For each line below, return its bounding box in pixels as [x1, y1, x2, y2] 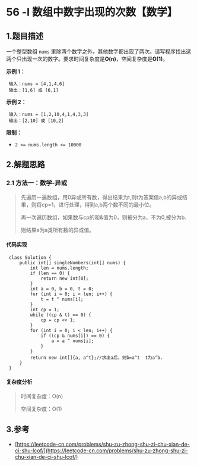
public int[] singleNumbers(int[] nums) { [19, 259, 126, 265]
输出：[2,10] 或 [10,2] [8, 118, 64, 124]
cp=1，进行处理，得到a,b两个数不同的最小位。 [41, 201, 155, 208]
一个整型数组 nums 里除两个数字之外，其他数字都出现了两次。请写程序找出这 [6, 48, 192, 55]
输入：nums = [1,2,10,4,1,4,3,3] [8, 111, 89, 117]
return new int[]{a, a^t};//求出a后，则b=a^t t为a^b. [30, 355, 163, 361]
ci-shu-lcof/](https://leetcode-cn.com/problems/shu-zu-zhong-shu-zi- [14, 447, 189, 454]
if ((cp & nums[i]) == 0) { [40, 333, 110, 339]
